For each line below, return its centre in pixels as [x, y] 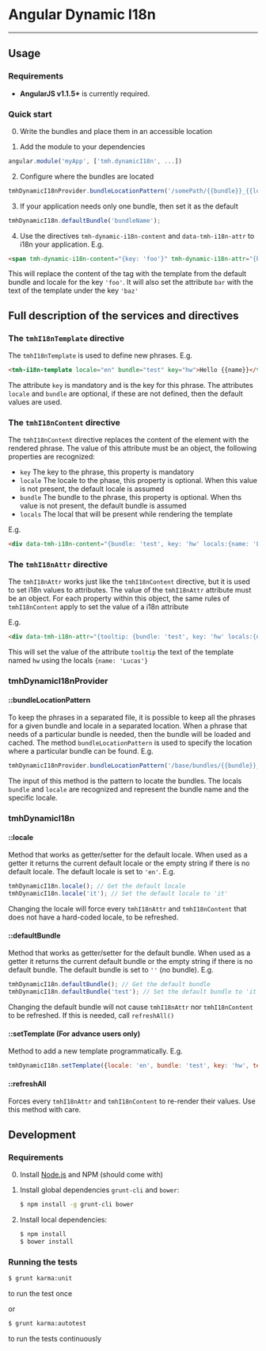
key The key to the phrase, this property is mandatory [107, 472]
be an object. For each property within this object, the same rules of [119, 599]
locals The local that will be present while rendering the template [126, 514]
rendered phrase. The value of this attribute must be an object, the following [133, 448]
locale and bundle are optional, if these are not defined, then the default [125, 393]
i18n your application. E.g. [62, 244]
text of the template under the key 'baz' [73, 290]
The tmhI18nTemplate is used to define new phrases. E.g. [100, 355]
